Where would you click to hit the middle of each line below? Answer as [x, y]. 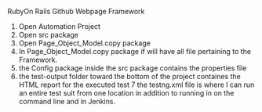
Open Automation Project [60, 26]
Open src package [49, 35]
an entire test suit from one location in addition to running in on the [126, 93]
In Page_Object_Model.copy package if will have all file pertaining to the [135, 51]
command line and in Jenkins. [67, 101]
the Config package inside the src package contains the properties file [133, 68]
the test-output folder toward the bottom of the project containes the [129, 76]
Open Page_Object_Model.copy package [84, 43]
